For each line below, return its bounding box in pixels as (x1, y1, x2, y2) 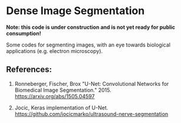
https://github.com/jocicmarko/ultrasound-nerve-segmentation (14, 110, 169, 117)
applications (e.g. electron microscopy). (6, 47, 103, 54)
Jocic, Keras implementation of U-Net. (14, 104, 108, 111)
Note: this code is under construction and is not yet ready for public (6, 24, 176, 31)
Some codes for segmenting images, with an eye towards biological (6, 41, 171, 48)
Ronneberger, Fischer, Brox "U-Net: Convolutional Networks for (14, 80, 169, 87)
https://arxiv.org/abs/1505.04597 (14, 92, 95, 99)
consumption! (6, 29, 41, 36)
